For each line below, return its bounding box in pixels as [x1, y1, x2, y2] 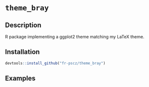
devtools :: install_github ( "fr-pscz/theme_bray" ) [5, 61, 106, 66]
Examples [5, 74, 36, 83]
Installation [5, 48, 40, 56]
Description [5, 21, 41, 29]
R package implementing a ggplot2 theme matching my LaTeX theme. [5, 34, 145, 39]
